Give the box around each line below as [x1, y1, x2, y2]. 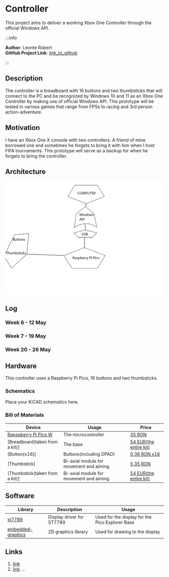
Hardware [5, 362, 37, 370]
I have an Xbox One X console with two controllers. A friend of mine [5, 137, 146, 143]
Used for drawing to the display [95, 529, 160, 535]
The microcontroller [63, 432, 105, 438]
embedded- [7, 526, 33, 532]
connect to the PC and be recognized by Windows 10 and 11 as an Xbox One [5, 93, 163, 99]
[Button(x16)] [7, 451, 36, 457]
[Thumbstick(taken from [7, 470, 58, 476]
